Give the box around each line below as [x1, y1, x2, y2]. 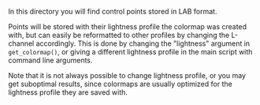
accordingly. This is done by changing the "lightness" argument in [35, 39, 251, 48]
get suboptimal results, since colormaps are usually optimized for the [8, 79, 232, 88]
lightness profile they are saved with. [8, 88, 128, 97]
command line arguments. [8, 55, 93, 65]
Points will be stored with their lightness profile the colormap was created [8, 22, 247, 31]
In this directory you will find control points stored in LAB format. [8, 7, 217, 16]
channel [8, 39, 35, 48]
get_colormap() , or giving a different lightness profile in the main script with [8, 47, 253, 56]
